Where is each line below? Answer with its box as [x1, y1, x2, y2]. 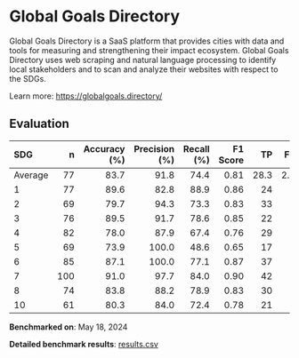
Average [13, 169, 49, 181]
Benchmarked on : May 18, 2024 [9, 322, 128, 332]
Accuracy [83, 142, 125, 155]
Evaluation [9, 116, 69, 131]
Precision [133, 142, 175, 155]
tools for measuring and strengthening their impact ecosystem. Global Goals [9, 44, 289, 55]
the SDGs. [9, 73, 46, 84]
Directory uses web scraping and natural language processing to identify [9, 54, 277, 65]
